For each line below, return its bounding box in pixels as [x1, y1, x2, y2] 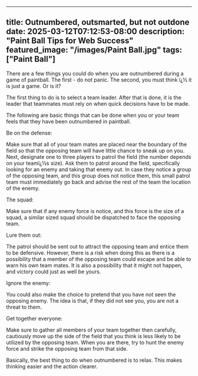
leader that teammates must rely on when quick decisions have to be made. [6, 100, 190, 107]
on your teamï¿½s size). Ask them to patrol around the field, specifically [6, 159, 180, 166]
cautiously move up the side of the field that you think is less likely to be [6, 332, 181, 339]
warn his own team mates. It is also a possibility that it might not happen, [6, 261, 183, 269]
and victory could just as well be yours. [6, 268, 101, 275]
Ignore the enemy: [6, 279, 51, 286]
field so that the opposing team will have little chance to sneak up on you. [6, 147, 184, 154]
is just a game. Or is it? [6, 82, 61, 89]
